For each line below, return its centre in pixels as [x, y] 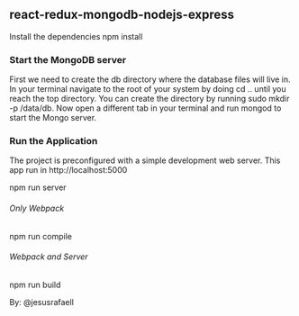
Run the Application [54, 141]
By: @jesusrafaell [42, 302]
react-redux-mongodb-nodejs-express [122, 15]
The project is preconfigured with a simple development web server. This [145, 160]
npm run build [35, 284]
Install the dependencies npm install [76, 36]
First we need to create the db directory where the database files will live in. [150, 79]
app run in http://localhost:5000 [68, 170]
